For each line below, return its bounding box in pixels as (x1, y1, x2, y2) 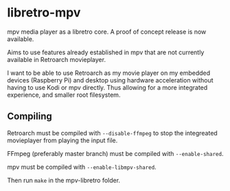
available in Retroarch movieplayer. (7, 55, 106, 63)
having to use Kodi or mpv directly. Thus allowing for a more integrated (7, 83, 208, 91)
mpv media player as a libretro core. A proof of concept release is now (7, 27, 207, 36)
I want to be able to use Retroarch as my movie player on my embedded (7, 69, 211, 77)
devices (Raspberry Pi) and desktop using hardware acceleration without (7, 76, 214, 84)
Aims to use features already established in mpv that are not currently (7, 48, 205, 56)
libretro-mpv (7, 5, 81, 21)
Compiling (7, 111, 53, 122)
